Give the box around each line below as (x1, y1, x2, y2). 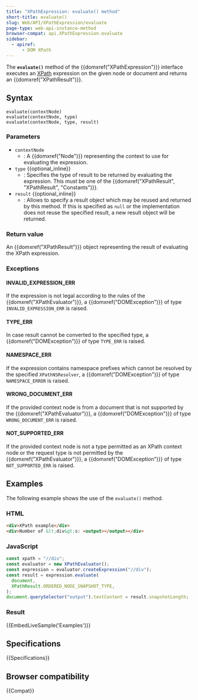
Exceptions (6, 264, 40, 273)
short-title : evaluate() (6, 14, 67, 20)
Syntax (6, 93, 33, 103)
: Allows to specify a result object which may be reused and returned (23, 196, 191, 203)
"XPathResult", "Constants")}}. (23, 184, 99, 191)
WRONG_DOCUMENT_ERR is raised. (6, 416, 78, 423)
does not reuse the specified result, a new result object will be (23, 209, 176, 216)
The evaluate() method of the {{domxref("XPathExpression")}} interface (6, 63, 183, 70)
